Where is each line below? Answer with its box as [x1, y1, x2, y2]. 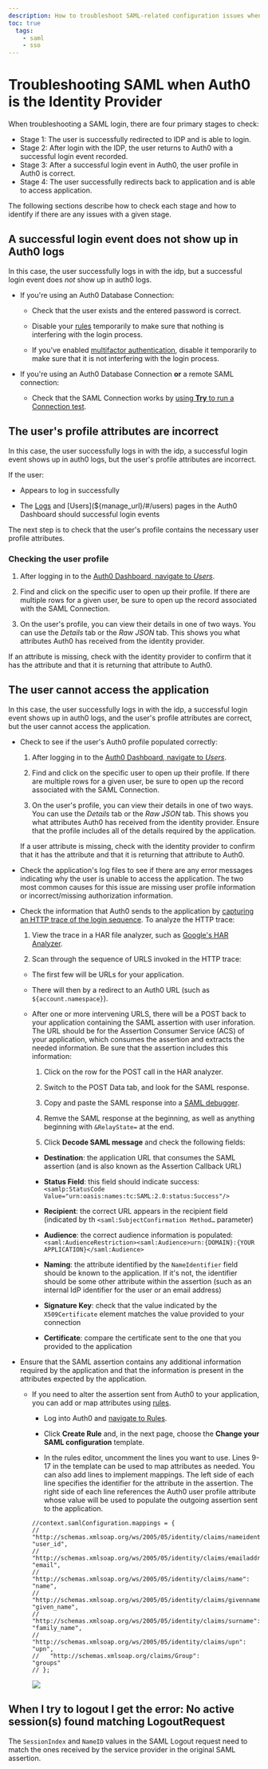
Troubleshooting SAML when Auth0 [8, 76, 251, 94]
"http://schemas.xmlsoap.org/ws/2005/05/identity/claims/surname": [31, 1616, 261, 1625]
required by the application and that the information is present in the [19, 1365, 244, 1374]
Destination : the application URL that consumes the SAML [43, 1152, 236, 1162]
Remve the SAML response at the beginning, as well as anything [43, 1113, 255, 1123]
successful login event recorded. [19, 152, 128, 161]
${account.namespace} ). [31, 994, 108, 1003]
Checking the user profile [8, 553, 109, 564]
